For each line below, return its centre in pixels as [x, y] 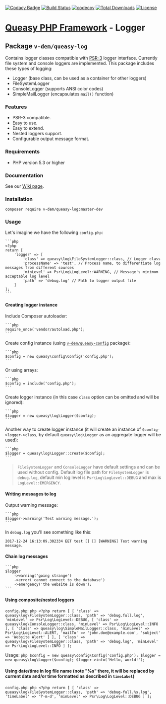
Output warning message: [32, 505]
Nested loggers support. [37, 134]
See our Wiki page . [25, 186]
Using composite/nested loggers [40, 600]
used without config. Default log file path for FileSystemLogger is [83, 472]
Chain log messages [27, 556]
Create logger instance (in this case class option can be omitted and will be [82, 397]
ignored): [14, 402]
